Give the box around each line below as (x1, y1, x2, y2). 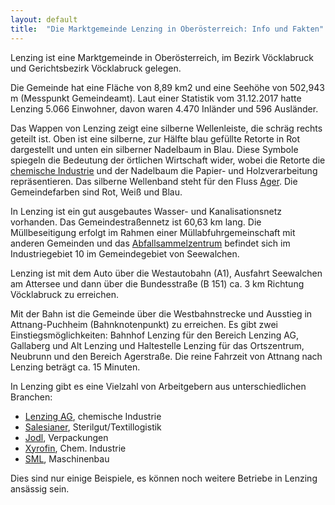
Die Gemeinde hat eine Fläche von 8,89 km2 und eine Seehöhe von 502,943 (10, 81, 325, 93)
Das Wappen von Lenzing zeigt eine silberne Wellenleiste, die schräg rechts (10, 122, 323, 134)
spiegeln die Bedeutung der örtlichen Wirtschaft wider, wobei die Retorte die (10, 154, 326, 166)
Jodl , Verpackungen (24, 431, 109, 443)
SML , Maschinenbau (24, 452, 110, 465)
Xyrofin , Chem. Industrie (24, 442, 127, 454)
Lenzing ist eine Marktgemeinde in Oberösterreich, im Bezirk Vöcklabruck (10, 51, 314, 63)
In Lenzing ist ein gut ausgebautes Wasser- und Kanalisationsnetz (10, 205, 282, 217)
